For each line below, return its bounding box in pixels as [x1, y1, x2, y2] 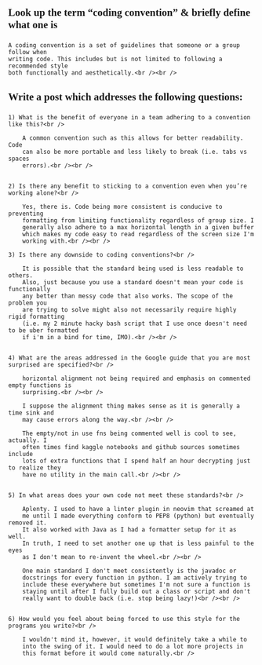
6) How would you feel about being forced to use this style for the [8, 615, 241, 623]
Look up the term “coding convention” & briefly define [8, 6, 251, 19]
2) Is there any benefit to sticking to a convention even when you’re [8, 182, 247, 190]
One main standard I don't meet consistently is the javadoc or [22, 567, 237, 575]
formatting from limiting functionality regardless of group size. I [22, 216, 255, 225]
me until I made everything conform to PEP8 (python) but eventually [22, 512, 255, 520]
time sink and [8, 408, 55, 417]
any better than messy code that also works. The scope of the [22, 292, 234, 300]
